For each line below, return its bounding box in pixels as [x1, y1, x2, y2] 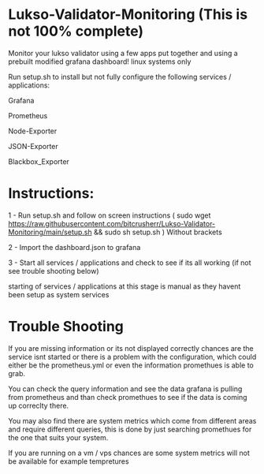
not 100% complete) [8, 22, 144, 40]
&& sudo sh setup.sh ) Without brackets [93, 227, 222, 237]
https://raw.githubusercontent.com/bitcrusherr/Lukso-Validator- [8, 218, 216, 228]
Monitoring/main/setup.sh [8, 227, 92, 237]
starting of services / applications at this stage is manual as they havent [8, 282, 241, 291]
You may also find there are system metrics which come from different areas [8, 416, 257, 425]
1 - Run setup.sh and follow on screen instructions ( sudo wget [8, 211, 211, 220]
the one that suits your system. [8, 432, 109, 442]
